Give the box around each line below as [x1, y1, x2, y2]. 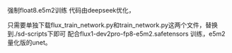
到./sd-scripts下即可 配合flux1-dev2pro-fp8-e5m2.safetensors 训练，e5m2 [7, 30, 226, 38]
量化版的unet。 [7, 38, 52, 47]
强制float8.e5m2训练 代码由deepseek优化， [7, 6, 135, 14]
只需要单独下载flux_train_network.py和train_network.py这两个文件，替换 [7, 21, 218, 29]
